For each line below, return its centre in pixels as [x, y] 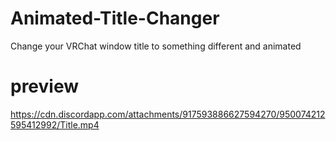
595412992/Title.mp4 [55, 124]
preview [45, 86]
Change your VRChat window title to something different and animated [156, 46]
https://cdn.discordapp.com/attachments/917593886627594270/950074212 [168, 114]
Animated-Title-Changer [115, 18]
